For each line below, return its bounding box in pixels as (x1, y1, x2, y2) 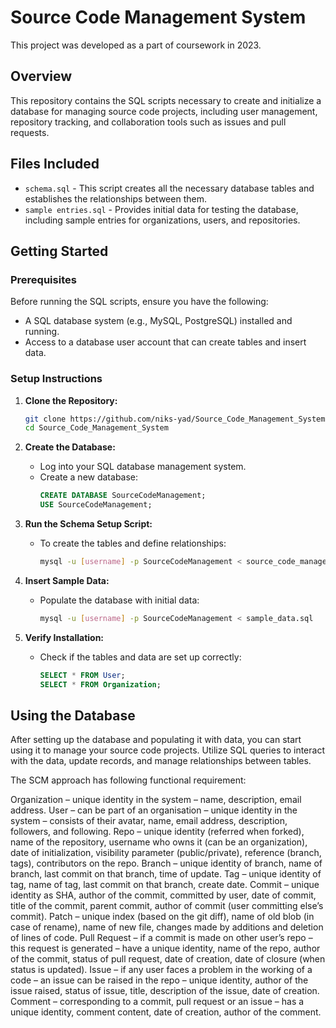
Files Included (10, 156, 100, 173)
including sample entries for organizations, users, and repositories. (24, 214, 301, 226)
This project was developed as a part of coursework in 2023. (10, 39, 262, 51)
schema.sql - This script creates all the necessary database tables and (24, 182, 315, 194)
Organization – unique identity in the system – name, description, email (10, 794, 302, 806)
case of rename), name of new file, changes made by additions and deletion (10, 921, 324, 933)
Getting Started (10, 242, 109, 260)
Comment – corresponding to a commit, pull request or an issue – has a (10, 996, 305, 1008)
